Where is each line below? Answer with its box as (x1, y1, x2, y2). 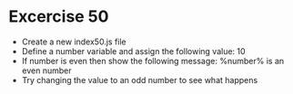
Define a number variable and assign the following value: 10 (21, 45, 247, 56)
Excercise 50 (8, 6, 109, 27)
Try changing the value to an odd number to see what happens (21, 74, 258, 85)
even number (21, 65, 72, 76)
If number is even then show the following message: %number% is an (21, 55, 285, 66)
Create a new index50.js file (21, 36, 126, 47)
